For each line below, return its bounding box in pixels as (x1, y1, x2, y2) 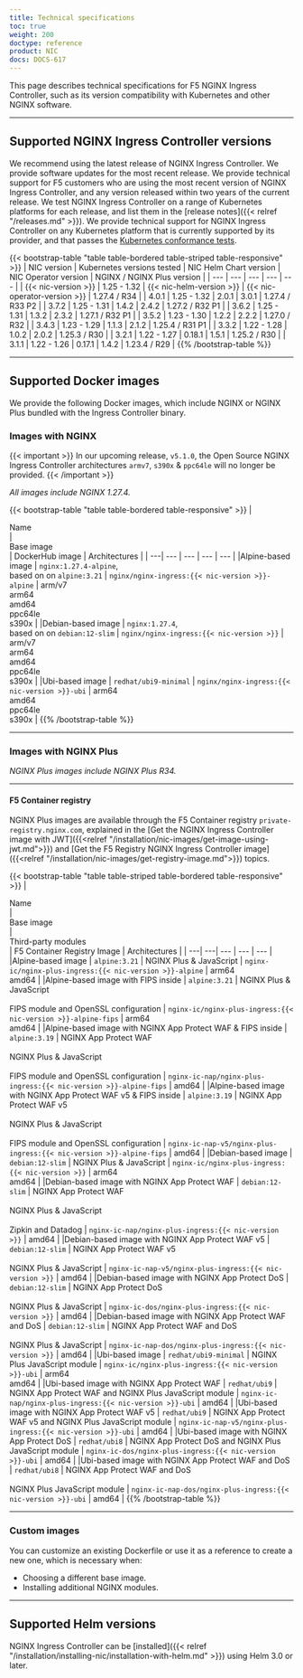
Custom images (9, 1524, 80, 1537)
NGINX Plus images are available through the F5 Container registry (9, 815, 258, 825)
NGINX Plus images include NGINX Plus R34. (9, 766, 177, 777)
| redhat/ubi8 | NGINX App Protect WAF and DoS (9, 1465, 191, 1475)
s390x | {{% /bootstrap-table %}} (9, 713, 134, 724)
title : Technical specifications (9, 13, 135, 23)
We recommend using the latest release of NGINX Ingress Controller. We (9, 157, 280, 168)
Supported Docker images (9, 373, 161, 389)
